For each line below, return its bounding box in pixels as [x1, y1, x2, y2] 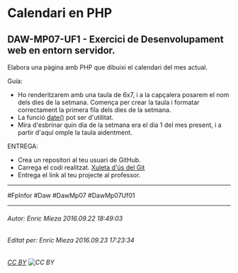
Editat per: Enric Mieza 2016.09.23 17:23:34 [7, 236, 135, 245]
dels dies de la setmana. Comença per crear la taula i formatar [17, 98, 200, 106]
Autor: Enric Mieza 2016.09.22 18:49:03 [7, 214, 123, 223]
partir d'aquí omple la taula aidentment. [17, 128, 132, 136]
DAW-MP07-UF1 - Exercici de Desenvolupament [7, 33, 225, 45]
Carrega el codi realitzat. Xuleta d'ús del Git [17, 163, 145, 172]
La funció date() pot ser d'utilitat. [17, 113, 114, 121]
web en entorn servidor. [7, 44, 115, 56]
